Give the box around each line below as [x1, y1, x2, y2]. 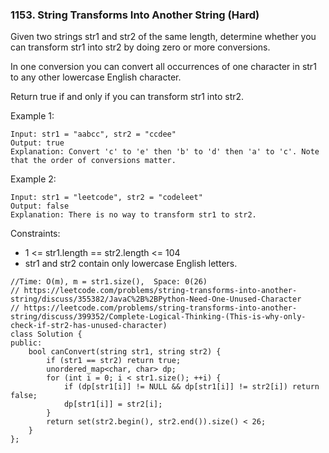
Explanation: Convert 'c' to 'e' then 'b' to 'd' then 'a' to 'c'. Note [10, 147, 320, 157]
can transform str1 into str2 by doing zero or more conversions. [10, 41, 271, 53]
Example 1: [10, 110, 55, 122]
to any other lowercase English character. [10, 71, 182, 83]
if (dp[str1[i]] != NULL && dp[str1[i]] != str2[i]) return [63, 382, 320, 392]
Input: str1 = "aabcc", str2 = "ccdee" [10, 129, 177, 140]
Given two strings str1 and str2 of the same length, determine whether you [10, 31, 317, 43]
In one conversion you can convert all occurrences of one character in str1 [10, 61, 317, 73]
